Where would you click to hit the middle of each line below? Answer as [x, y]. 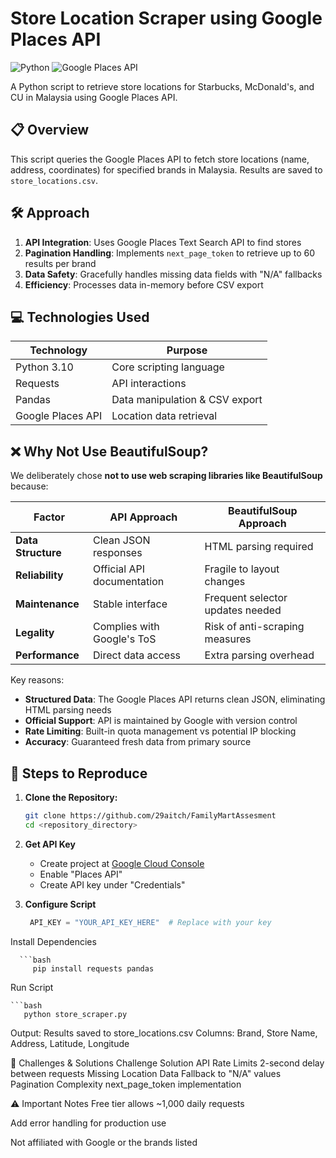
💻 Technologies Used [80, 317]
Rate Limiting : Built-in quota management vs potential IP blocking [160, 731]
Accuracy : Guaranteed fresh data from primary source [138, 742]
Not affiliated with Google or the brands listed [104, 1142]
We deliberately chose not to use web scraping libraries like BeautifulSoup [166, 476]
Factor [49, 517]
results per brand [60, 263]
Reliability [39, 575]
